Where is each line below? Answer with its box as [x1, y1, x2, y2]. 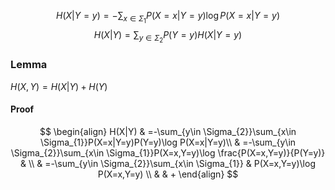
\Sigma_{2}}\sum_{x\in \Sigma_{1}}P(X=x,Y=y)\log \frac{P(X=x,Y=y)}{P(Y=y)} [10, 146, 326, 159]
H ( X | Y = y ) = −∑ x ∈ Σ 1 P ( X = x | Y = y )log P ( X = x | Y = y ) [55, 10, 281, 25]
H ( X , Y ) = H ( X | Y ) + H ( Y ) [10, 80, 108, 92]
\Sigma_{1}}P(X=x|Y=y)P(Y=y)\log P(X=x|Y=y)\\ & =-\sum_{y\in [39, 136, 297, 148]
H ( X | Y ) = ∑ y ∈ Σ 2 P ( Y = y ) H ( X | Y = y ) [93, 29, 243, 45]
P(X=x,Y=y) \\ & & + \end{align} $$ [97, 168, 239, 180]
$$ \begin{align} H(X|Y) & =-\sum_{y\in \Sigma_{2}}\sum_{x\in [39, 125, 297, 137]
